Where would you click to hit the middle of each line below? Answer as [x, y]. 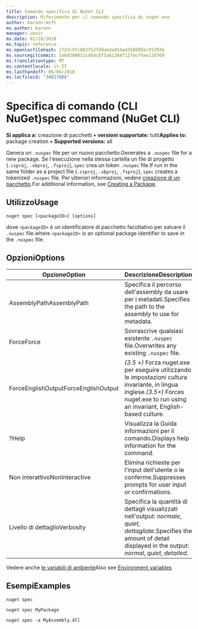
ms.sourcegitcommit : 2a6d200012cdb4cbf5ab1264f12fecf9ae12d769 [85, 55]
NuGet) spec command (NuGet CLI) [93, 119]
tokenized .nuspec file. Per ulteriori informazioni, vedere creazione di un [93, 178]
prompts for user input [156, 484]
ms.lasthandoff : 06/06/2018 [41, 72]
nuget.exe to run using [156, 399]
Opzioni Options [35, 258]
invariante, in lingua [151, 384]
